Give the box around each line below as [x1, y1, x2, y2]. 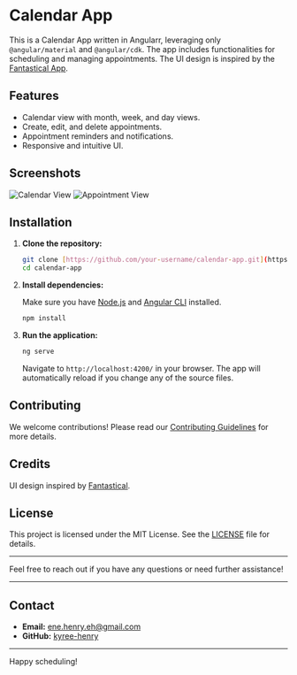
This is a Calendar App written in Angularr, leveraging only [9, 35, 221, 45]
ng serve [21, 347, 55, 356]
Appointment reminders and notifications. [21, 130, 174, 142]
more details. [9, 431, 57, 441]
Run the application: [21, 330, 99, 341]
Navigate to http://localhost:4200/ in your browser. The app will [21, 363, 261, 373]
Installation [9, 214, 72, 230]
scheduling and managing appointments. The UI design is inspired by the [9, 53, 276, 64]
